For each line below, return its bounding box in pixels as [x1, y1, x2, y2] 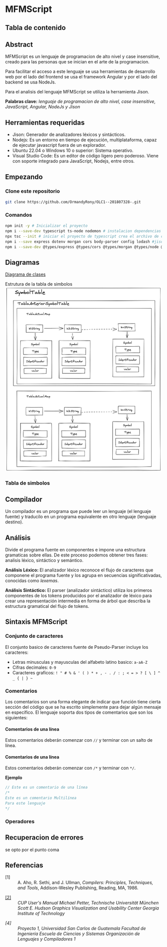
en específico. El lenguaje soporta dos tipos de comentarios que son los [5, 709, 153, 715]
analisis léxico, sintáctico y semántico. [5, 557, 83, 563]
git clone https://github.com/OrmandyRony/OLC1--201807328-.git [5, 199, 141, 204]
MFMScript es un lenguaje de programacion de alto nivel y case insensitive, [5, 53, 160, 59]
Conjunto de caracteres [5, 633, 64, 640]
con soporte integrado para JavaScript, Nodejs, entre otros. [12, 158, 135, 164]
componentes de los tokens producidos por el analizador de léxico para [5, 593, 152, 598]
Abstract [5, 40, 33, 48]
